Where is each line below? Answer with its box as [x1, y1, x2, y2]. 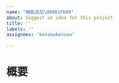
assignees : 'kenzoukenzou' [6, 32, 75, 38]
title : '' [6, 20, 32, 26]
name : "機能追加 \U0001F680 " [6, 9, 74, 15]
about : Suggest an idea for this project [6, 15, 114, 21]
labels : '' [6, 26, 34, 32]
